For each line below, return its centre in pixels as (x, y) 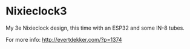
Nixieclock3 (36, 11)
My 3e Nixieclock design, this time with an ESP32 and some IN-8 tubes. (95, 28)
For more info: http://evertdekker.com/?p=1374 (64, 39)
